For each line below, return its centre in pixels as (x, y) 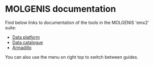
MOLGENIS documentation (61, 9)
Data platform (26, 37)
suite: (11, 27)
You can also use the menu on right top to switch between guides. (72, 57)
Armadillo (22, 47)
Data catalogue (27, 42)
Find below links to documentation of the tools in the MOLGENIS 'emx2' (77, 22)
